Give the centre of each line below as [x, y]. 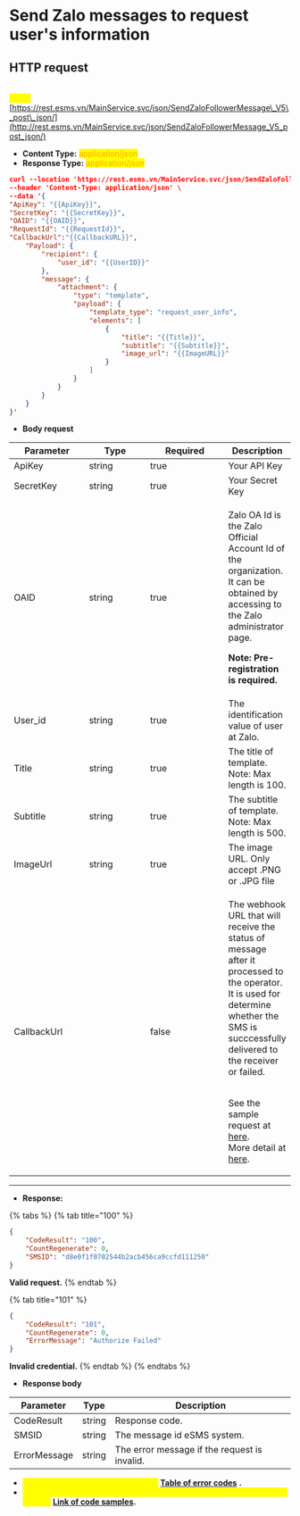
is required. [253, 680]
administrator [256, 627]
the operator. [255, 983]
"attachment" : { [87, 287]
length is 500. [257, 833]
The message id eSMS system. [179, 1436]
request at [250, 1126]
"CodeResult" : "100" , [65, 1241]
